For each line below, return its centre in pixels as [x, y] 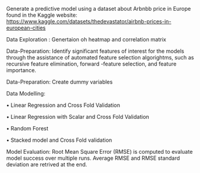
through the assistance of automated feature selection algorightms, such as [100, 57]
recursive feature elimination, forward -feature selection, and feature [91, 64]
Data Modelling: [26, 93]
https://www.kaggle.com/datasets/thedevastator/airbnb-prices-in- [89, 21]
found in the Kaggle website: [42, 15]
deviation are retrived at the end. [47, 164]
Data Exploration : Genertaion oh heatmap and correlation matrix [86, 39]
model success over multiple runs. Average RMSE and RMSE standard [93, 158]
